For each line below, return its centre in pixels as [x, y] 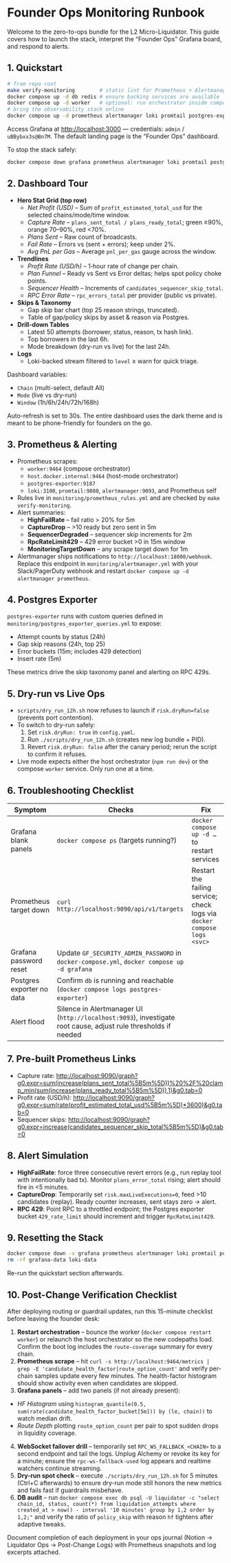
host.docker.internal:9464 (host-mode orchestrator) [103, 475]
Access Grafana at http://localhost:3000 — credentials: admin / [96, 129]
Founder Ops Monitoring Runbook [106, 13]
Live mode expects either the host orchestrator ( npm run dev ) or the [112, 762]
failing [201, 887]
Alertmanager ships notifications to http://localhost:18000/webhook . [115, 556]
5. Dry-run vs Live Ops [56, 694]
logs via [204, 913]
